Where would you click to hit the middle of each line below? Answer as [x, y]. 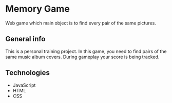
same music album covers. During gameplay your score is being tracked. [82, 57]
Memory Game [38, 9]
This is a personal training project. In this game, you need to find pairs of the [86, 51]
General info [25, 39]
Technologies [28, 73]
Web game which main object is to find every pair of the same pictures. [81, 23]
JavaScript [24, 85]
